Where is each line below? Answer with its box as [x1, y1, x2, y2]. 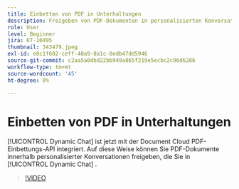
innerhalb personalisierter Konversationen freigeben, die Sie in [7, 153, 191, 161]
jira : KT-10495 [7, 37, 53, 44]
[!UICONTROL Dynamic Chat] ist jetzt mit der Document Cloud [7, 137, 190, 146]
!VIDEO [24, 174, 46, 183]
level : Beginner [7, 30, 55, 38]
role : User [7, 24, 40, 31]
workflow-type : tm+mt [7, 63, 72, 71]
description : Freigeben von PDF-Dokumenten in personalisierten [7, 17, 202, 24]
